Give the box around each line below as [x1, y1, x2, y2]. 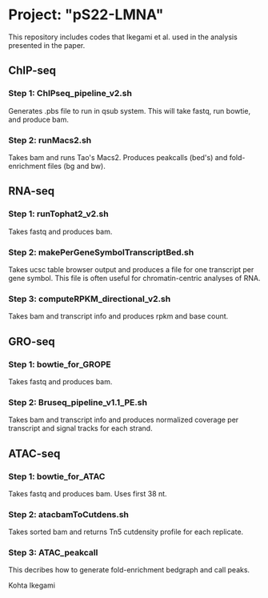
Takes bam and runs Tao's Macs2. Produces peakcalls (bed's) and [8, 152, 228, 162]
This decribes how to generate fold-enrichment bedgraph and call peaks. [8, 565, 250, 575]
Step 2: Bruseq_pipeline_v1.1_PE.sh [8, 396, 148, 407]
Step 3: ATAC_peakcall [8, 547, 98, 558]
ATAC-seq [8, 447, 61, 460]
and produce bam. [8, 114, 70, 124]
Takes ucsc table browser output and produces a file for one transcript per [8, 264, 254, 274]
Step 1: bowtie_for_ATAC [8, 471, 106, 482]
